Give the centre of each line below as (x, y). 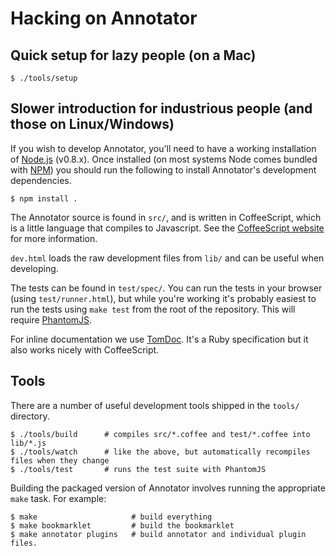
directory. (30, 416)
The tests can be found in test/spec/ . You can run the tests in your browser (166, 288)
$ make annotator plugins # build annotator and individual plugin (158, 534)
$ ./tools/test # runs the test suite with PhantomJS (138, 469)
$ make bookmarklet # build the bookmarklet (122, 525)
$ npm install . (44, 198)
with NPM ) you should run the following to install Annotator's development (163, 169)
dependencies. (41, 180)
